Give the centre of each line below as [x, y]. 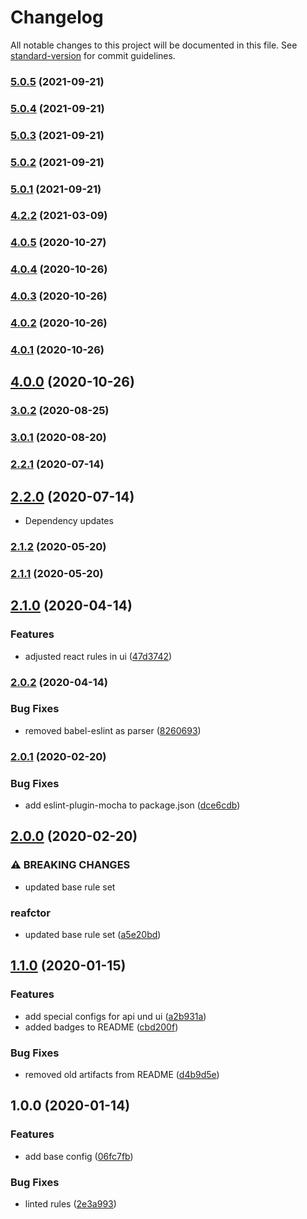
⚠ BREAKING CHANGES [70, 865]
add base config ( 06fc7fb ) [79, 1156]
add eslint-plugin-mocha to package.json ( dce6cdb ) [132, 805]
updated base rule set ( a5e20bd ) [93, 934]
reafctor [30, 913]
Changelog [57, 17]
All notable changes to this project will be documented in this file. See [154, 45]
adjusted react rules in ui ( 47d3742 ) [98, 656]
